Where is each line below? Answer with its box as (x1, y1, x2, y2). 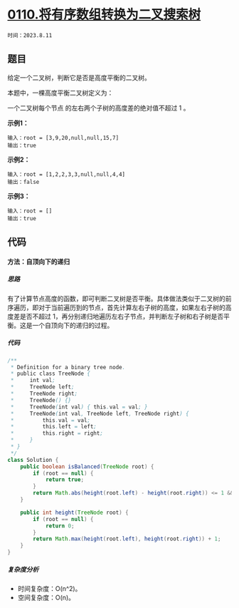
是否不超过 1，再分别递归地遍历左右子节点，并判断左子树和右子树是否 (19, 311, 224, 321)
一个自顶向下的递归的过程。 (31, 321, 114, 329)
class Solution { (7, 456, 59, 463)
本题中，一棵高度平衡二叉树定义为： (7, 88, 114, 97)
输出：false (7, 178, 40, 185)
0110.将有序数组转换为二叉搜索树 (7, 6, 201, 23)
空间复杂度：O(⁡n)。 (17, 593, 75, 602)
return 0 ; (45, 522, 75, 530)
